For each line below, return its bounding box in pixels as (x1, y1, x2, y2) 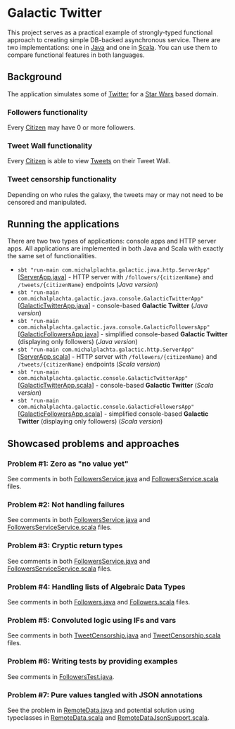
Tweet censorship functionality (7, 175, 118, 184)
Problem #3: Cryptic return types (7, 540, 123, 550)
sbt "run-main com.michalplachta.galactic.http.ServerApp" (17, 346, 195, 353)
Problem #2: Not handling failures (7, 500, 125, 509)
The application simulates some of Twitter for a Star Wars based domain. (7, 89, 219, 98)
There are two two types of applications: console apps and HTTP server (7, 237, 217, 246)
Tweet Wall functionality (7, 141, 93, 151)
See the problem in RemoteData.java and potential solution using (7, 706, 195, 714)
